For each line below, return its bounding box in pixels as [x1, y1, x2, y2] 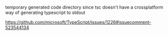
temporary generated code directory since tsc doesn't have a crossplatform [5, 4, 163, 10]
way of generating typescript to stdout [5, 9, 86, 15]
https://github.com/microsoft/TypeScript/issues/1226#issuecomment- [5, 19, 151, 25]
